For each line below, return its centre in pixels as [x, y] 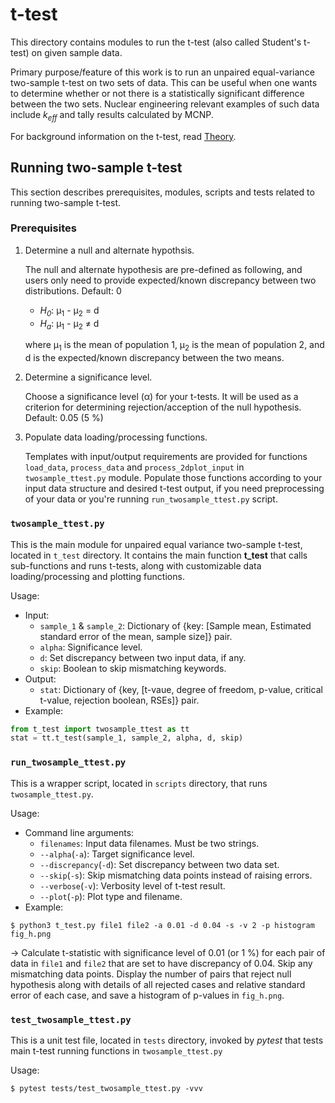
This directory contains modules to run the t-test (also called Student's [156, 42]
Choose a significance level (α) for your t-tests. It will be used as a [161, 397]
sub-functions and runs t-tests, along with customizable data [136, 565]
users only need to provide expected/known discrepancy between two [170, 280]
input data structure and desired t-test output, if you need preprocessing [174, 489]
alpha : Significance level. [91, 647]
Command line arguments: [79, 832]
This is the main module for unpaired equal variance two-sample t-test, [156, 544]
